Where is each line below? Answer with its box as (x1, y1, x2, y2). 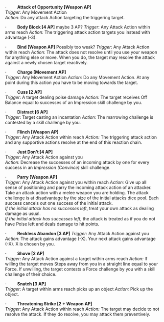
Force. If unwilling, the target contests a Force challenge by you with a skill (5, 266, 156, 272)
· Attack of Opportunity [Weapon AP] (5, 4, 92, 10)
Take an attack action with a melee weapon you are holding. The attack (5, 190, 149, 195)
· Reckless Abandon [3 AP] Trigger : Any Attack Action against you (5, 231, 149, 236)
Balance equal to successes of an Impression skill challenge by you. (5, 100, 142, 105)
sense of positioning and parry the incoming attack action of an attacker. (5, 185, 152, 190)
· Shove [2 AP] (5, 250, 45, 256)
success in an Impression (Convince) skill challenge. (5, 164, 111, 170)
